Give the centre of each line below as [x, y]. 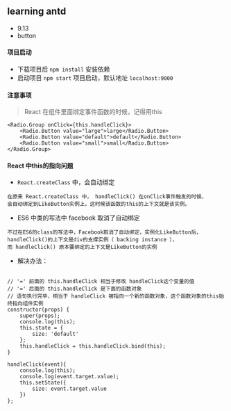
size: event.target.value [70, 389]
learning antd [37, 11]
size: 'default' [55, 334]
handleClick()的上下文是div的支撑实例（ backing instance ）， [93, 240]
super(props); [40, 316]
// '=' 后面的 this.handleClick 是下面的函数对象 [75, 289]
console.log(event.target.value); [69, 377]
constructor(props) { [38, 310]
